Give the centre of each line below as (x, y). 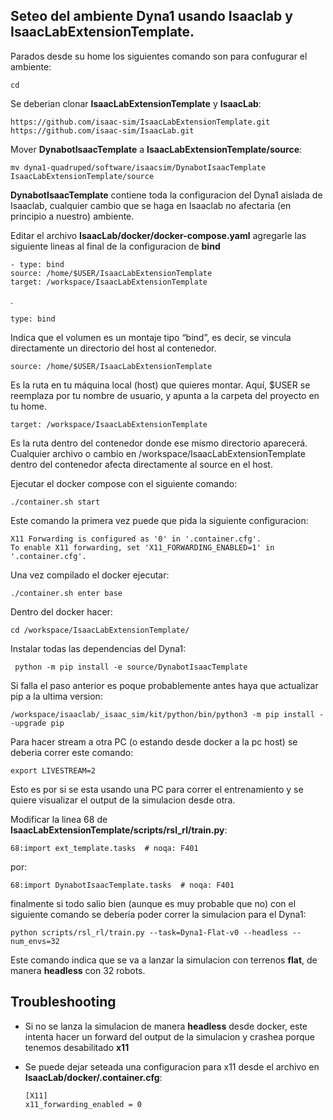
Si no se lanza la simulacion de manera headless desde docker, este (166, 1026)
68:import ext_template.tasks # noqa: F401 (104, 848)
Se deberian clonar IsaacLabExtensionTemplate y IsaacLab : (136, 103)
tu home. (28, 406)
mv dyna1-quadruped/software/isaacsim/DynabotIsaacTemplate (138, 167)
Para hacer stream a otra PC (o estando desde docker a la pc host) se (154, 741)
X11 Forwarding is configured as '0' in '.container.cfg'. (136, 539)
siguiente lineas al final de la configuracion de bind (115, 246)
